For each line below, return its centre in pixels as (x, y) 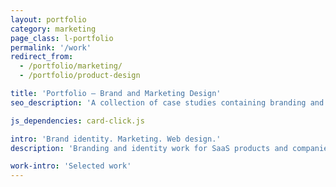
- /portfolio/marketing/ (71, 66)
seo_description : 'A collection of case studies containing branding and (167, 102)
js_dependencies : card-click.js (77, 121)
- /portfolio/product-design (80, 76)
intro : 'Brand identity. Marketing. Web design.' (116, 139)
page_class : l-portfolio (62, 38)
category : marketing (53, 29)
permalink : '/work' (51, 47)
